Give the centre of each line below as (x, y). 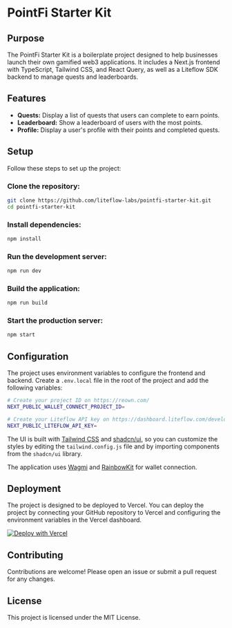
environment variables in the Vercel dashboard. (75, 520)
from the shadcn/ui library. (45, 453)
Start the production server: (55, 321)
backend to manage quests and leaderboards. (73, 77)
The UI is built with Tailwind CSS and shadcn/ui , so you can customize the (113, 439)
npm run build (28, 303)
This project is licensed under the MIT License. (74, 618)
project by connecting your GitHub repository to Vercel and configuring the (114, 513)
